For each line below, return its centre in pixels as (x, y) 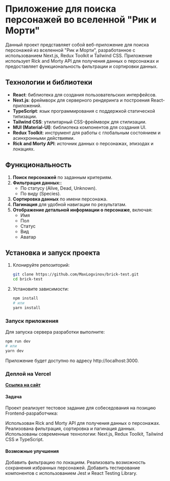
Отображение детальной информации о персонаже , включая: (82, 210)
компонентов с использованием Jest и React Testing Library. (71, 473)
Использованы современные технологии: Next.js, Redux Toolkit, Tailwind (84, 434)
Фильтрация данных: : (37, 183)
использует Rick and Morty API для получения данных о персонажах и (82, 61)
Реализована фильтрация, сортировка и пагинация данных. (71, 428)
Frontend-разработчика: (32, 413)
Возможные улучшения (32, 451)
